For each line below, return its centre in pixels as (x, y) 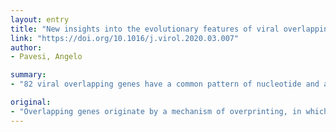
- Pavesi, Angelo (46, 57)
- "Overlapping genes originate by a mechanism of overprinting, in (156, 111)
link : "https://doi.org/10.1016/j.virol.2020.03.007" (125, 38)
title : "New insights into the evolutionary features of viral (145, 29)
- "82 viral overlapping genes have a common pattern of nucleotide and (165, 84)
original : (31, 102)
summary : (28, 75)
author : (26, 47)
